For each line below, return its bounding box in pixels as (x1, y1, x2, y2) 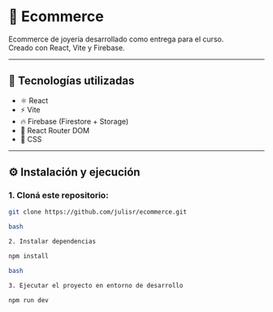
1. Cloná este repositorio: (8, 190, 109, 201)
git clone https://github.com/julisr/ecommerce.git (8, 208, 187, 216)
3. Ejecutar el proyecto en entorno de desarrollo (8, 281, 184, 289)
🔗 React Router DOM (19, 125, 90, 135)
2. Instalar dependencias (8, 237, 96, 246)
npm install (8, 252, 49, 261)
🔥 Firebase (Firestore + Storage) (19, 116, 129, 126)
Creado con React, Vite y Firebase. (8, 42, 125, 52)
